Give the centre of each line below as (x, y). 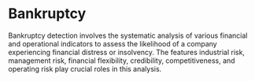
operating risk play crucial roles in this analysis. (85, 68)
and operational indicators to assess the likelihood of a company (113, 43)
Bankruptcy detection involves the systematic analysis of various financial (128, 35)
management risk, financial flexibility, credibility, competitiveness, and (122, 61)
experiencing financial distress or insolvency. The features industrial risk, (127, 52)
